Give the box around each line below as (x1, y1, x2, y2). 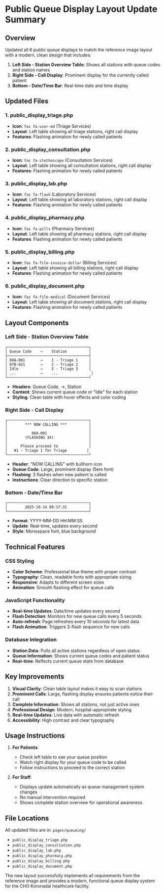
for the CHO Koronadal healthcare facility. (5, 883, 90, 889)
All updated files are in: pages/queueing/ (5, 827, 86, 833)
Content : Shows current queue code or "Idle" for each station (12, 389, 138, 395)
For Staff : (12, 774, 32, 780)
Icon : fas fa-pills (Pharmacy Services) (12, 225, 95, 231)
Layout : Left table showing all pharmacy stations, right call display (12, 231, 147, 237)
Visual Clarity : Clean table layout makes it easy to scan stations (12, 686, 142, 692)
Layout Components (5, 318, 69, 327)
